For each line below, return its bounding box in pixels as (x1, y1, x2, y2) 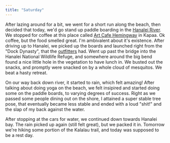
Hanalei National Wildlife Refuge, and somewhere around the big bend (5, 54, 152, 60)
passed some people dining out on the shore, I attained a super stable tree (5, 96, 161, 102)
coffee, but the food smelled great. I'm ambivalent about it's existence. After (5, 37, 164, 43)
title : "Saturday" (5, 7, 44, 13)
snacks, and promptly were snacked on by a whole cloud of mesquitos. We (5, 64, 162, 70)
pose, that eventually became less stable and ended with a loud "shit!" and (5, 101, 162, 107)
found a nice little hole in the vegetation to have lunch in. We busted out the (5, 59, 163, 65)
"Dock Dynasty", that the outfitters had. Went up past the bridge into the (5, 48, 156, 54)
